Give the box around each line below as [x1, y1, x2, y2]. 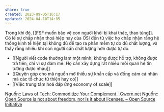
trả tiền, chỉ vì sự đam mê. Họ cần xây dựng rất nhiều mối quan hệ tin [12, 60, 152, 67]
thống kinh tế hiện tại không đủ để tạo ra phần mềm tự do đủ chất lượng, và [5, 40, 158, 46]
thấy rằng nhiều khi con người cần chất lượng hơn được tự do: [5, 45, 130, 52]
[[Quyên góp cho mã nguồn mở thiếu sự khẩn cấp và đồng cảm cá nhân [12, 71, 158, 77]
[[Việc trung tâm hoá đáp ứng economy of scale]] [12, 81, 113, 87]
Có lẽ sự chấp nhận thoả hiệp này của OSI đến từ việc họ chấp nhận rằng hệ [5, 35, 160, 41]
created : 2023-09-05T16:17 [5, 12, 60, 17]
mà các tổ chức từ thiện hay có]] [12, 76, 79, 82]
